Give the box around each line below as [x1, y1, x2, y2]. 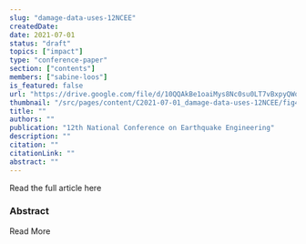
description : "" [9, 132, 71, 141]
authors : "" [9, 115, 55, 124]
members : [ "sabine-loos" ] [9, 73, 107, 82]
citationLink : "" [9, 148, 76, 158]
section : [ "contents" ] [9, 65, 96, 74]
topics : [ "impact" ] [9, 47, 84, 56]
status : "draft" [9, 38, 71, 48]
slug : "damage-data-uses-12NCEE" [9, 13, 137, 23]
